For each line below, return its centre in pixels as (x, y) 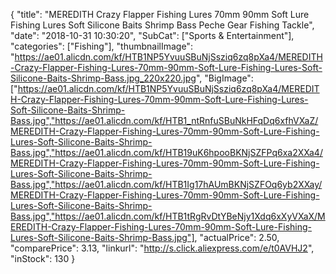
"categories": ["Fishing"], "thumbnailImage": (101, 46)
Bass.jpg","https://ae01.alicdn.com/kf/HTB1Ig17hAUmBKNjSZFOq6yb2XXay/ (166, 184)
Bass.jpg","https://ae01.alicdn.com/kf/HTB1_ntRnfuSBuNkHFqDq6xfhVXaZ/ (164, 120)
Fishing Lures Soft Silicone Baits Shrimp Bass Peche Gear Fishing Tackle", (162, 25)
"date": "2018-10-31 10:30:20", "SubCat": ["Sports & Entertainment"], (152, 35)
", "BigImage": (224, 78)
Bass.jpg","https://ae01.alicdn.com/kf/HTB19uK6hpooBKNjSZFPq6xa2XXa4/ (166, 152)
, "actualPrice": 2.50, (237, 237)
